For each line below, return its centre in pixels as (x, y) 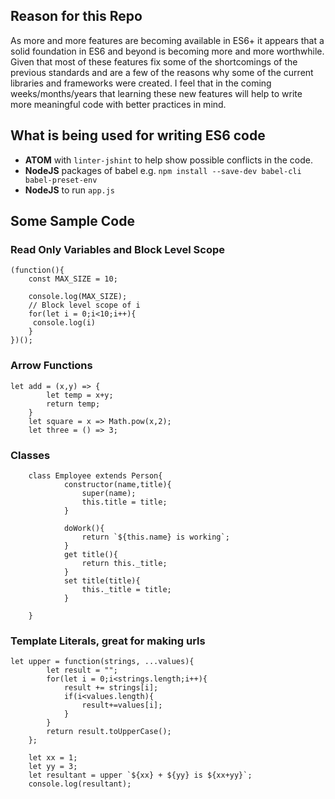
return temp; (73, 404)
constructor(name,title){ (117, 484)
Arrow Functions (51, 366)
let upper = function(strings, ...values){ (102, 662)
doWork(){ (84, 528)
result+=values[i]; (122, 705)
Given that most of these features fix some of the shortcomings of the (154, 61)
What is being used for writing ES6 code (138, 135)
